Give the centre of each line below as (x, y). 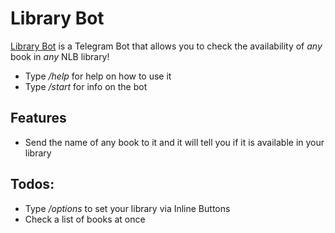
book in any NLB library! (60, 56)
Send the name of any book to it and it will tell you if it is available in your (174, 142)
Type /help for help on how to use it (98, 76)
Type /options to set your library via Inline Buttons (127, 208)
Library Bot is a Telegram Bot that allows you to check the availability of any (166, 46)
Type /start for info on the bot (86, 86)
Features (38, 118)
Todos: (32, 184)
